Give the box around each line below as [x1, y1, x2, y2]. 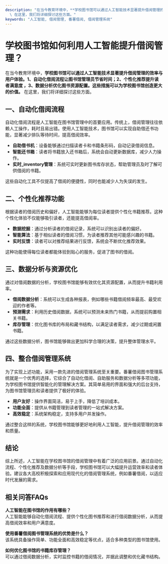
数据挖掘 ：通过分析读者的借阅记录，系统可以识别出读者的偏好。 [12, 225, 144, 232]
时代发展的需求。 [5, 477, 40, 483]
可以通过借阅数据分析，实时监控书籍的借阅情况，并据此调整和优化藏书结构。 [5, 553, 163, 560]
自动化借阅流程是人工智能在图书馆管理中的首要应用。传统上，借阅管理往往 [5, 119, 158, 126]
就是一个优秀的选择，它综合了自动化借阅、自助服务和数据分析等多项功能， [9, 375, 163, 381]
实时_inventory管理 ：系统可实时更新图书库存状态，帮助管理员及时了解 [12, 161, 158, 167]
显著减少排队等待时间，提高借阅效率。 [13, 132, 93, 138]
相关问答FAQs [5, 493, 48, 501]
